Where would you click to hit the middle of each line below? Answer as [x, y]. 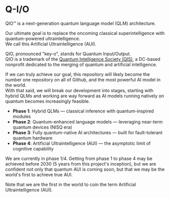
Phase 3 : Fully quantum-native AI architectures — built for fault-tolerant [88, 132]
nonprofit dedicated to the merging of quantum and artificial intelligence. [81, 64]
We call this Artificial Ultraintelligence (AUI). [51, 44]
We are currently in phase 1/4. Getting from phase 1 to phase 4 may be [79, 159]
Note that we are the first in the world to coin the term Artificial [71, 184]
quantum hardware [32, 138]
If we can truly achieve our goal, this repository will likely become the [78, 74]
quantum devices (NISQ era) [42, 127]
